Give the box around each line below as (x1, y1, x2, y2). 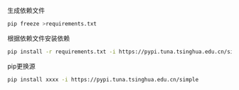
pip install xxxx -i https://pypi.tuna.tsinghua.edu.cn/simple (7, 76, 199, 83)
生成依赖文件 (7, 6, 45, 14)
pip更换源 (7, 62, 36, 70)
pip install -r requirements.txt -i (7, 48, 116, 55)
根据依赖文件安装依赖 (7, 34, 70, 43)
